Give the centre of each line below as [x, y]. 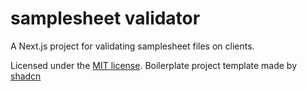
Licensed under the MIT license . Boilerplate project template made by [154, 65]
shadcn [26, 76]
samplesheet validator [105, 18]
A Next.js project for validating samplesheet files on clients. [132, 46]
